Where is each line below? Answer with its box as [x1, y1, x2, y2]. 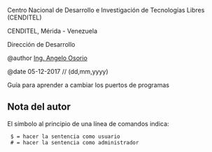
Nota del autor [7, 101, 71, 113]
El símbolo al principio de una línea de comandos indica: [7, 119, 169, 128]
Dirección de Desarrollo [7, 40, 76, 48]
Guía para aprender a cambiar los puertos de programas [7, 81, 170, 89]
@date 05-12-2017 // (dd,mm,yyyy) [7, 68, 108, 75]
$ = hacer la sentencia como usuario [10, 132, 120, 140]
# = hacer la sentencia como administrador [10, 139, 139, 146]
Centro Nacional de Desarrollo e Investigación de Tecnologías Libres [7, 6, 205, 14]
